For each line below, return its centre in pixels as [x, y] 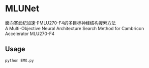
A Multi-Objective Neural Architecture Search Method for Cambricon [74, 28]
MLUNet [22, 9]
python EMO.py [20, 60]
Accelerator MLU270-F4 [30, 34]
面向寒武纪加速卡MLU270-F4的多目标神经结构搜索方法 [60, 23]
